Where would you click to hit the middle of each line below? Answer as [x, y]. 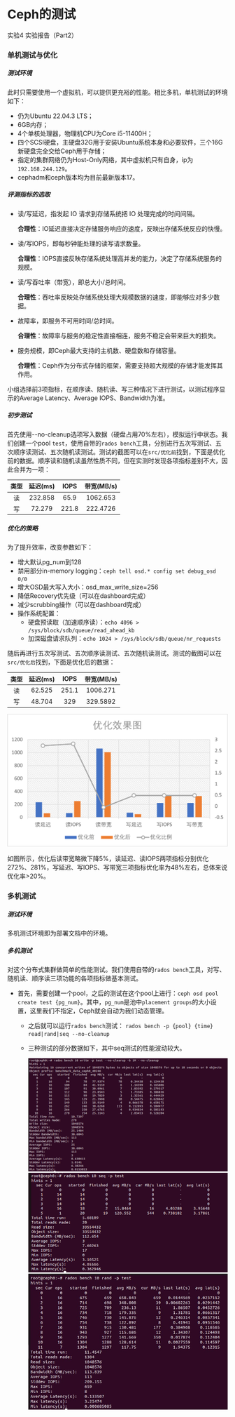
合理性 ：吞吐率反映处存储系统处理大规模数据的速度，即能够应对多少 [115, 297]
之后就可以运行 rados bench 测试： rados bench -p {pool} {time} [120, 1026]
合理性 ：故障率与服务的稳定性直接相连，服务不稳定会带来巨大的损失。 [119, 335]
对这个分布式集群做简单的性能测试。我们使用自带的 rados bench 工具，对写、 [116, 970]
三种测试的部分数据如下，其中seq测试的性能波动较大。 [107, 1048]
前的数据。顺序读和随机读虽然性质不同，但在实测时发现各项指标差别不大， [114, 460]
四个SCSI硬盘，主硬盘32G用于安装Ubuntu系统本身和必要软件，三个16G [120, 142]
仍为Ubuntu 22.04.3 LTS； [56, 116]
